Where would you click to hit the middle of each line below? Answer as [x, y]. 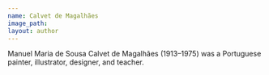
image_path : [28, 23]
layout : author [33, 31]
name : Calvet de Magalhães [53, 16]
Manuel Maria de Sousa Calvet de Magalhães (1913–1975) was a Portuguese [134, 54]
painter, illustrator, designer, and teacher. [76, 62]
